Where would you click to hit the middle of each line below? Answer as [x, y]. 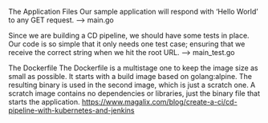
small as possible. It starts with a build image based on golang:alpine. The [130, 76]
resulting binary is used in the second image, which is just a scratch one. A [132, 85]
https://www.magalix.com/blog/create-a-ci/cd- [160, 102]
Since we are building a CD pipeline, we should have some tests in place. [129, 36]
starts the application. [44, 102]
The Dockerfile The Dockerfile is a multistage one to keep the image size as [133, 68]
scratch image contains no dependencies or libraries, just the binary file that [134, 93]
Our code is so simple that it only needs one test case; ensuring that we [127, 44]
